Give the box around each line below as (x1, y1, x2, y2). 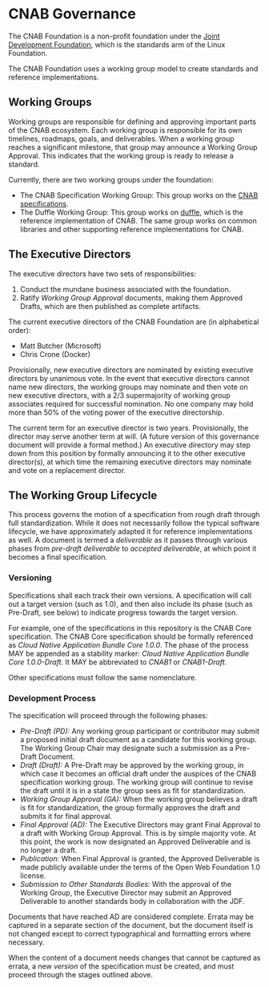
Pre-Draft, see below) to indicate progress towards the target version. (8, 608, 239, 617)
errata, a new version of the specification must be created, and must (8, 961, 235, 971)
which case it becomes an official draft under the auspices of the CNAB (19, 768, 257, 778)
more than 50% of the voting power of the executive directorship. (8, 407, 224, 417)
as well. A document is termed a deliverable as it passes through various (8, 536, 248, 545)
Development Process (8, 692, 96, 704)
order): (8, 325, 31, 335)
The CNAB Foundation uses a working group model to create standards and (8, 63, 259, 73)
